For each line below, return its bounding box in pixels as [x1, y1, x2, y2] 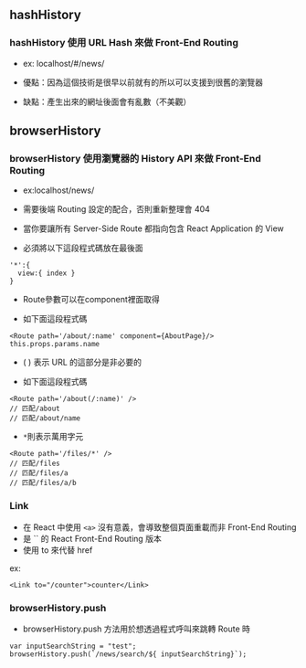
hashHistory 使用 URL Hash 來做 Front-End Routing [9, 37, 239, 49]
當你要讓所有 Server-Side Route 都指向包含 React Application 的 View [22, 223, 285, 234]
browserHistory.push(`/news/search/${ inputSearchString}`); [9, 649, 248, 659]
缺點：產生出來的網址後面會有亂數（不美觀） [22, 96, 192, 107]
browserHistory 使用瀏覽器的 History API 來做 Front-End [9, 153, 262, 164]
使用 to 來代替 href [22, 544, 93, 556]
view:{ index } [17, 269, 76, 278]
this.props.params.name [9, 340, 100, 349]
